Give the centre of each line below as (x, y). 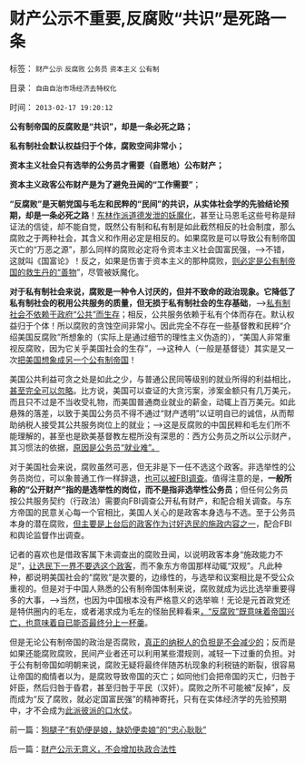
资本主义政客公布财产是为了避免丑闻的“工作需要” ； (105, 184)
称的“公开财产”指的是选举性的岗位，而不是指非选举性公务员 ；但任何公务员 (149, 489)
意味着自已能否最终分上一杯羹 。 (93, 622)
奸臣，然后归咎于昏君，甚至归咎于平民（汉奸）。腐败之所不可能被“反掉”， (146, 687)
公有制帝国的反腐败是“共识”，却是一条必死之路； (101, 126)
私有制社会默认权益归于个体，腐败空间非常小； (97, 146)
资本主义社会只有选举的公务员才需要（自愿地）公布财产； (117, 165)
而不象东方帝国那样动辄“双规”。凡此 (207, 565)
